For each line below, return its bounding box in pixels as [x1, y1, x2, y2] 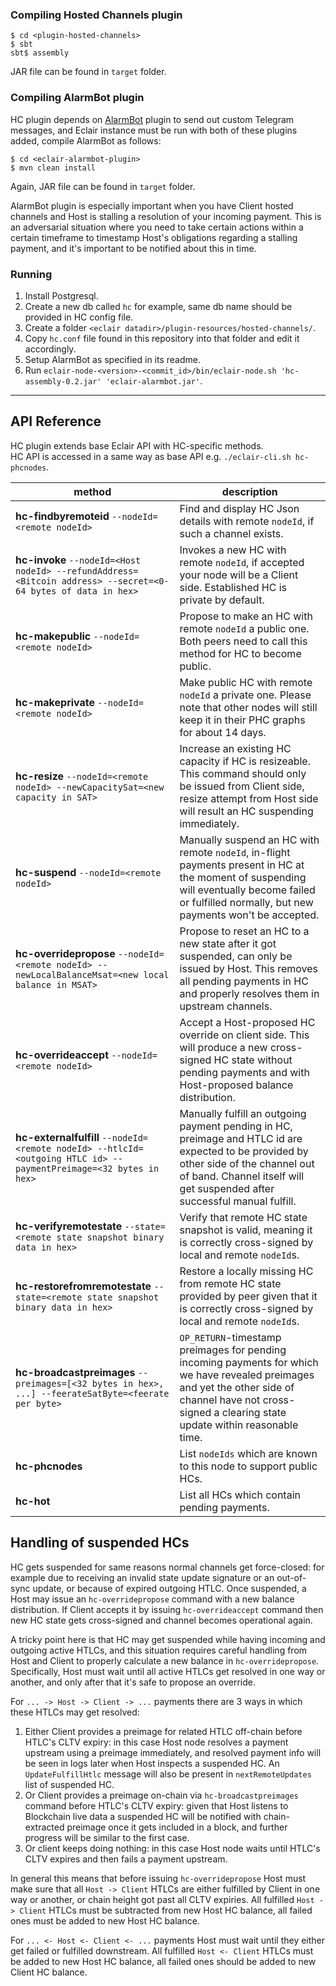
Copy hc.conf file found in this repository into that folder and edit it [24, 332, 300, 344]
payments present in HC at [179, 858, 305, 872]
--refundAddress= [56, 565, 139, 577]
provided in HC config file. [24, 311, 134, 323]
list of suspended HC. [24, 1778, 115, 1790]
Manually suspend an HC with [179, 833, 320, 847]
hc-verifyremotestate [15, 1219, 123, 1233]
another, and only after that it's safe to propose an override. [10, 1676, 256, 1688]
